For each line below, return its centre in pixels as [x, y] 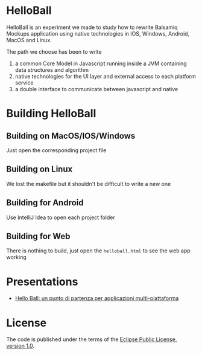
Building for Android [45, 203]
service [24, 83]
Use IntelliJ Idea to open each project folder [61, 217]
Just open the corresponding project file [56, 150]
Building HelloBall [51, 114]
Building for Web [38, 236]
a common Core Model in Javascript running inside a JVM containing [101, 63]
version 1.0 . [21, 346]
